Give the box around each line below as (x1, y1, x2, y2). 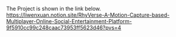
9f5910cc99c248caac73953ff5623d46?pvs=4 (6, 24, 121, 31)
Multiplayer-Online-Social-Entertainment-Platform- (6, 18, 132, 24)
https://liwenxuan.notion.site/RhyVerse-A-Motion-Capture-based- (6, 11, 170, 18)
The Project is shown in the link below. (6, 5, 102, 12)
